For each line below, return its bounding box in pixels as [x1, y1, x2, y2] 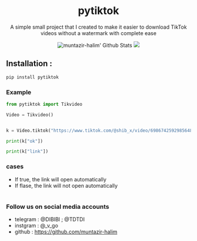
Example [6, 88, 32, 96]
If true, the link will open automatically [14, 175, 107, 183]
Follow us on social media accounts [6, 202, 110, 211]
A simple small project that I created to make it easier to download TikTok [10, 23, 187, 30]
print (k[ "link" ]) [6, 149, 49, 154]
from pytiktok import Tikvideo [6, 101, 83, 107]
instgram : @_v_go [14, 222, 59, 229]
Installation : [6, 58, 53, 68]
